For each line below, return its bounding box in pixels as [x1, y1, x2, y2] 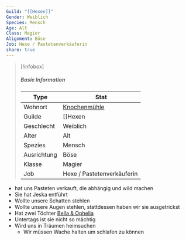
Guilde [23, 112, 42, 120]
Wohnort [23, 103, 48, 111]
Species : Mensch [6, 19, 46, 25]
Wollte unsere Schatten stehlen [14, 197, 90, 204]
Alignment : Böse [6, 36, 46, 42]
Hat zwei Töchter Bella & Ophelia [14, 209, 94, 217]
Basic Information [20, 76, 66, 83]
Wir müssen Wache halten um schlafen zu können [23, 228, 144, 235]
